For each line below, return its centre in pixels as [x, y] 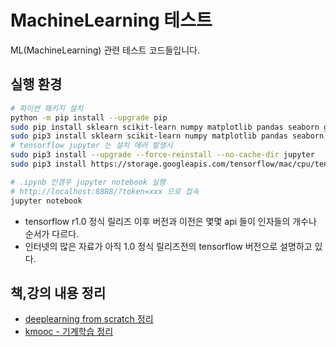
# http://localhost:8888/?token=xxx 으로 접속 [105, 191]
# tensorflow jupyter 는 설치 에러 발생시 [91, 146]
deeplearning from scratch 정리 [89, 319]
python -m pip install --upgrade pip [89, 117]
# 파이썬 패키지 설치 [47, 108]
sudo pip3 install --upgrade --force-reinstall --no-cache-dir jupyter [162, 155]
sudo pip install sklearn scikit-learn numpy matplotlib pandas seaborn [165, 127]
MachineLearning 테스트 [111, 20]
